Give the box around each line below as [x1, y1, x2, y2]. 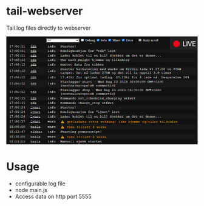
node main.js [15, 186, 47, 193]
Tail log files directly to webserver [6, 24, 91, 32]
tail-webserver [6, 4, 83, 18]
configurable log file [15, 180, 66, 187]
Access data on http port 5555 [15, 193, 92, 200]
